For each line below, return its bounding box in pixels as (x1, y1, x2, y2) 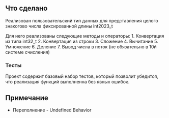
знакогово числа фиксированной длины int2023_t (5, 23, 113, 29)
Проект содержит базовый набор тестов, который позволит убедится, (5, 73, 159, 79)
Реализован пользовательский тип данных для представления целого (5, 17, 159, 23)
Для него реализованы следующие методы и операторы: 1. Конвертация (5, 33, 164, 39)
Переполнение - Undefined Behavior (12, 107, 92, 113)
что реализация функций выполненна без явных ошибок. (5, 79, 130, 85)
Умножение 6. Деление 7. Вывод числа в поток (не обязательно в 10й (5, 43, 157, 50)
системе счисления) (5, 49, 50, 55)
